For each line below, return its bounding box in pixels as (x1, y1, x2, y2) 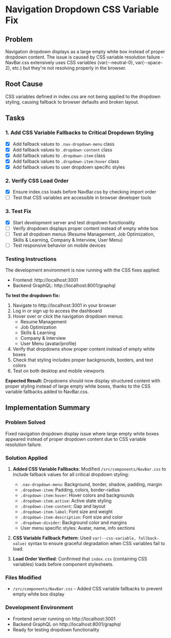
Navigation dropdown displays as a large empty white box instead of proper (5, 49, 165, 54)
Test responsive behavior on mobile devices (12, 242, 106, 248)
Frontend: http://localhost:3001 (12, 277, 78, 283)
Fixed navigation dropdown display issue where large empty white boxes (5, 430, 159, 437)
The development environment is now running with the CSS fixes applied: (5, 267, 160, 273)
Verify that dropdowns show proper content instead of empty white (12, 346, 155, 352)
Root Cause (5, 80, 44, 88)
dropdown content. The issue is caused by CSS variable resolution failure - (5, 54, 164, 60)
